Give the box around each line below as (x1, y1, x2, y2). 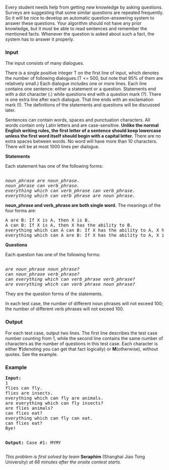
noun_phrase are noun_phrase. (5, 178, 80, 184)
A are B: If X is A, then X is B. (5, 217, 91, 223)
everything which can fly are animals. (5, 395, 104, 401)
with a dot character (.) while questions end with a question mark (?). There (5, 91, 161, 97)
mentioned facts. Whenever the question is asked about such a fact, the (5, 31, 154, 37)
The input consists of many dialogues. (5, 60, 84, 66)
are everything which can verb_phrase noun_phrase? (5, 281, 136, 287)
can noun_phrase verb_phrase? (5, 271, 80, 277)
